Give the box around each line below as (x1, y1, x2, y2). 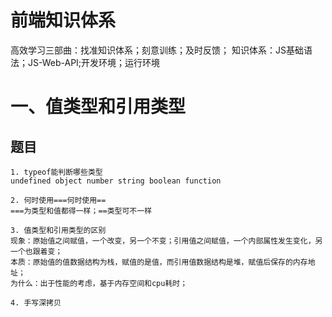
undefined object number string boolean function (10, 176, 222, 186)
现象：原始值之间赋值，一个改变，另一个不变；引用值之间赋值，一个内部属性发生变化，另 (10, 236, 323, 246)
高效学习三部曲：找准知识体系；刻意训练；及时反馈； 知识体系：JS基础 (10, 44, 304, 56)
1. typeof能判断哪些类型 (10, 167, 103, 177)
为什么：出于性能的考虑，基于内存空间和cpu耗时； (10, 278, 188, 288)
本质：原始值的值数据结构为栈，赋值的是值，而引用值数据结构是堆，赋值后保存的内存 (10, 257, 308, 267)
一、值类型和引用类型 (10, 96, 187, 118)
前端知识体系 (10, 9, 117, 32)
